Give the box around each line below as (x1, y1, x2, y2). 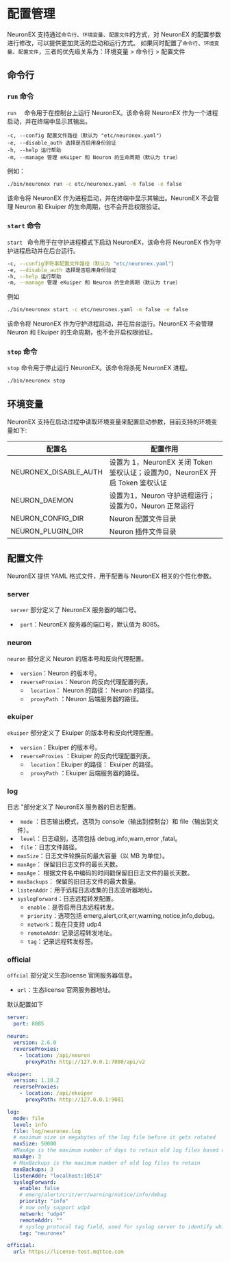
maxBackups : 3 (13, 1166, 53, 1173)
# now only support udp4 (19, 1204, 90, 1211)
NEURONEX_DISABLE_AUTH (10, 468, 103, 477)
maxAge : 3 (13, 1153, 41, 1161)
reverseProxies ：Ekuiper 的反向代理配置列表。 (20, 751, 154, 760)
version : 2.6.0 (13, 1039, 57, 1046)
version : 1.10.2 (13, 1077, 60, 1084)
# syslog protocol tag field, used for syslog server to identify (19, 1223, 213, 1230)
